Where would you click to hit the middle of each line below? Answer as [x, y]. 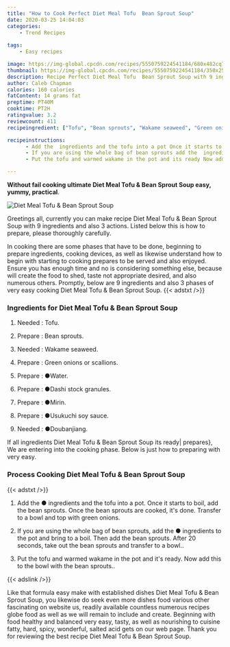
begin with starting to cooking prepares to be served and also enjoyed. [107, 261]
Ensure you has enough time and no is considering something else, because [115, 268]
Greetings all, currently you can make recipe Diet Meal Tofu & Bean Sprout [112, 219]
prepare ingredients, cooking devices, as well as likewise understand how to [115, 254]
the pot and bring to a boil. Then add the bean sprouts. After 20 [106, 538]
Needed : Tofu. [38, 323]
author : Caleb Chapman [39, 83]
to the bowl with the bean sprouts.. [66, 565]
